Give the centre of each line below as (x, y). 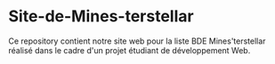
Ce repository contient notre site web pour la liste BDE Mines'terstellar (137, 41)
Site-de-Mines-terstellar (101, 16)
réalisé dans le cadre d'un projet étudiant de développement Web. (129, 50)
